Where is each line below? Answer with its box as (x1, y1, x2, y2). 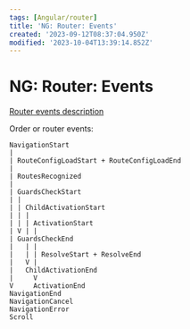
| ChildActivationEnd (9, 266, 98, 275)
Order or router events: (9, 123, 94, 134)
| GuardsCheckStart (9, 188, 82, 197)
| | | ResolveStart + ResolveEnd (9, 250, 142, 259)
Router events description (9, 106, 104, 117)
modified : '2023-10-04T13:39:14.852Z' (9, 38, 153, 47)
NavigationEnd (9, 290, 62, 299)
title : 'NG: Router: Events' (9, 21, 118, 30)
